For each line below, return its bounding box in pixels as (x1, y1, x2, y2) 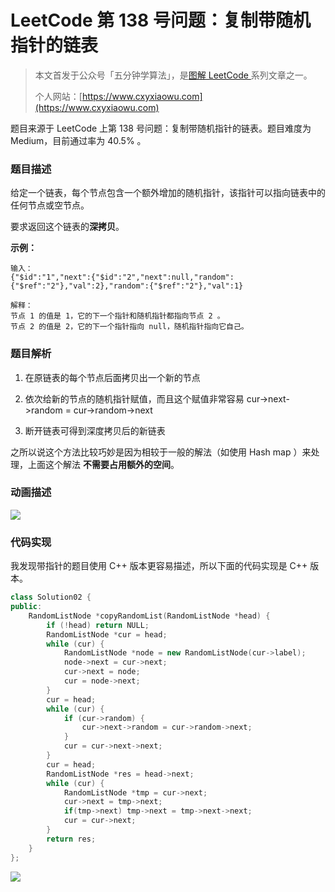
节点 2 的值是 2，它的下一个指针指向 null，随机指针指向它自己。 (10, 322, 249, 332)
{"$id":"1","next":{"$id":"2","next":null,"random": (10, 272, 235, 283)
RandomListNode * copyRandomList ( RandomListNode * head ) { (28, 611, 271, 621)
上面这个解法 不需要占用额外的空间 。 (27, 458, 180, 470)
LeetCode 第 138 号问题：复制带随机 (10, 9, 311, 32)
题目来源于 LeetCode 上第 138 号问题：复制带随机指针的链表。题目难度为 (10, 122, 312, 134)
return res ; (46, 834, 97, 844)
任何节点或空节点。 (10, 199, 90, 211)
